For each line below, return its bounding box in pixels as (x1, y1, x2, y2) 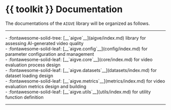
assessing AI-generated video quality (5, 40, 84, 46)
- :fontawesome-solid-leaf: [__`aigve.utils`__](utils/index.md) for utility (5, 89, 151, 95)
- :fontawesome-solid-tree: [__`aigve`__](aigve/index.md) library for (5, 34, 146, 41)
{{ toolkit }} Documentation (5, 4, 123, 15)
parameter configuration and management (5, 51, 94, 57)
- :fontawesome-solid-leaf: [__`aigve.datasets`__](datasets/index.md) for (5, 67, 157, 73)
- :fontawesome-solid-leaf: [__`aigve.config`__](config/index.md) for (5, 46, 148, 52)
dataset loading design (5, 72, 53, 79)
